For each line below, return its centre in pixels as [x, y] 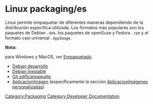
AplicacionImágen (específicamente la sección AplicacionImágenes [80, 82]
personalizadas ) [28, 87]
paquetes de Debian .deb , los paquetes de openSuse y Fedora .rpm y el [77, 33]
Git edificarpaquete [31, 76]
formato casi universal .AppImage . [38, 38]
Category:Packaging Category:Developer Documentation [62, 96]
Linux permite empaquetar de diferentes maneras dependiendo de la [74, 22]
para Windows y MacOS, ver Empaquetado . [49, 56]
